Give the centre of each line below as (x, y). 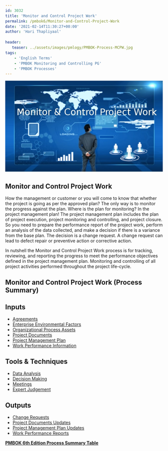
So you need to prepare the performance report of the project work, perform (84, 225)
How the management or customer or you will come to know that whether (81, 198)
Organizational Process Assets (44, 330)
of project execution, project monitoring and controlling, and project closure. (84, 220)
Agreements (25, 319)
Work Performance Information (44, 346)
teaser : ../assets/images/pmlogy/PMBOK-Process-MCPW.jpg (72, 48)
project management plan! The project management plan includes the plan (82, 214)
